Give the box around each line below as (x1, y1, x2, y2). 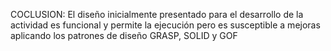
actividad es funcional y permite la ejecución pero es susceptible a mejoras (10, 19, 321, 31)
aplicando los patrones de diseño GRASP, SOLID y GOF (10, 30, 238, 41)
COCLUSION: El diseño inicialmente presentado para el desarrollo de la (10, 9, 304, 20)
